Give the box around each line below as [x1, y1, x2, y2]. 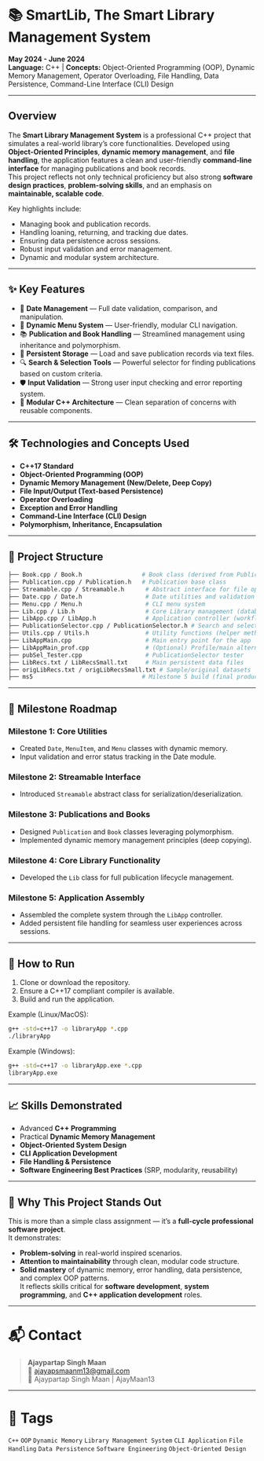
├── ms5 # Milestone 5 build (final [8, 673, 234, 681]
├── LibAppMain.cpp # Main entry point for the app [8, 637, 251, 645]
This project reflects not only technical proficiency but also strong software [8, 172, 253, 181]
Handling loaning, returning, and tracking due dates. [19, 227, 189, 236]
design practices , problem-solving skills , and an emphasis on [8, 180, 212, 189]
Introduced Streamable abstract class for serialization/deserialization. [19, 789, 244, 799]
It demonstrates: [8, 1233, 61, 1243]
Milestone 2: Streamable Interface [8, 771, 141, 782]
